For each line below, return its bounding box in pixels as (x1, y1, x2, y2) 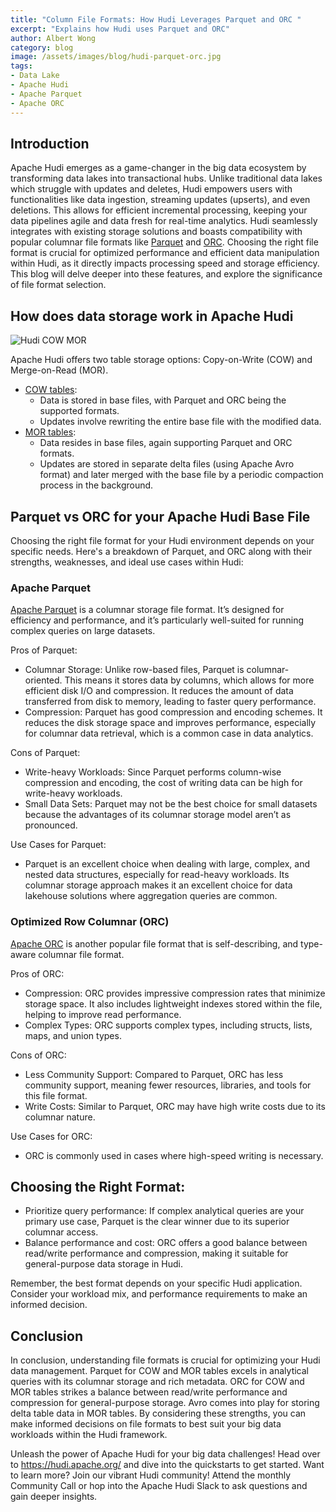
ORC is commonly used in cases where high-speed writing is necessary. (24, 1149, 324, 1161)
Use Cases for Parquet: (10, 839, 107, 851)
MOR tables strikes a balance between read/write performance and (10, 1386, 288, 1398)
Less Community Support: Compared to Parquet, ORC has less (24, 1068, 284, 1080)
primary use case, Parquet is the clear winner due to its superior (24, 1216, 290, 1228)
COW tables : (24, 384, 78, 396)
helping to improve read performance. (24, 1008, 182, 1020)
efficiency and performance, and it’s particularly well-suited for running (10, 614, 305, 626)
